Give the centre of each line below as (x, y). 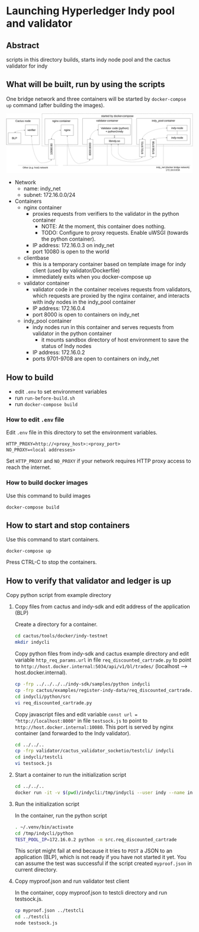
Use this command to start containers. (53, 540)
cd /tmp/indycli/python (44, 833)
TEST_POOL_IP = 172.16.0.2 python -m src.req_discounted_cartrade (96, 840)
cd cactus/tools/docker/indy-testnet (61, 636)
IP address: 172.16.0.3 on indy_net (73, 245)
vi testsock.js (33, 764)
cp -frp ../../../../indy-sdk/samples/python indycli (82, 684)
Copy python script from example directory (59, 595)
